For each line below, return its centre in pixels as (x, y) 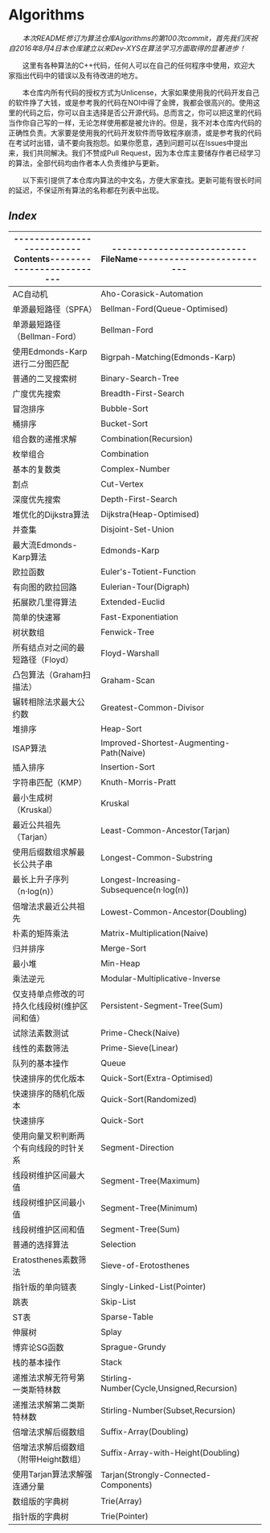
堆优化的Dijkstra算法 (51, 515)
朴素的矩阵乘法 (41, 934)
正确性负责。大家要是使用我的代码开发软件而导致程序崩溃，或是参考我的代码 (135, 133)
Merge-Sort (123, 948)
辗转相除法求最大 (45, 702)
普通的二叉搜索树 (45, 379)
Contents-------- (52, 259)
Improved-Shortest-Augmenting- (165, 743)
